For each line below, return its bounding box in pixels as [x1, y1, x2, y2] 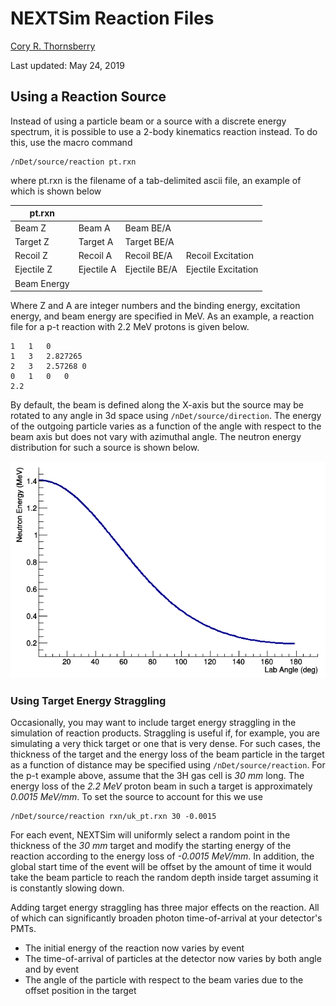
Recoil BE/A [124, 250, 173, 261]
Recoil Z [14, 250, 48, 261]
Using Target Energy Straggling [10, 693, 167, 707]
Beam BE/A [124, 222, 172, 234]
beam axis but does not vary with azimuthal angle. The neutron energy [10, 431, 302, 442]
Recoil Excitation [185, 250, 254, 261]
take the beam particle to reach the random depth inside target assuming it [10, 871, 319, 883]
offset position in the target [24, 984, 137, 996]
